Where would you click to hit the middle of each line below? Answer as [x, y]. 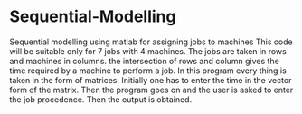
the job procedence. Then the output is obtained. [101, 99]
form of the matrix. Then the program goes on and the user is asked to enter [151, 90]
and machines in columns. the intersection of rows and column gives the [145, 61]
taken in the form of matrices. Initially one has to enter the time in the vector [151, 80]
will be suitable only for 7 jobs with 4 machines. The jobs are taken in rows [148, 51]
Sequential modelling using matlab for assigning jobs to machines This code [151, 42]
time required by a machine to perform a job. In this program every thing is [148, 71]
